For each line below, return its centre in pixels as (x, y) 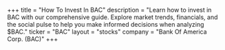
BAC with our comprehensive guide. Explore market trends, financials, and (112, 17)
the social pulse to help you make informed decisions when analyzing (106, 24)
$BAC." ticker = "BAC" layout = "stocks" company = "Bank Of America (107, 32)
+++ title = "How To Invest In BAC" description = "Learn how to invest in (109, 10)
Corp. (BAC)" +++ (33, 39)
